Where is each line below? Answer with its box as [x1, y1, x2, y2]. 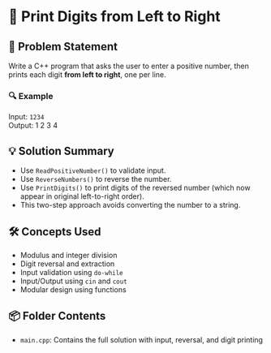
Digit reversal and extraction [19, 259, 115, 269]
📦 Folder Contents [8, 309, 106, 323]
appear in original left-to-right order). [19, 192, 144, 201]
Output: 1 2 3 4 [8, 121, 58, 131]
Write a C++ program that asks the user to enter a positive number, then [8, 61, 250, 71]
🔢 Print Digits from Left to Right [8, 7, 221, 26]
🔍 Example [8, 90, 54, 101]
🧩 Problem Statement [8, 40, 118, 54]
